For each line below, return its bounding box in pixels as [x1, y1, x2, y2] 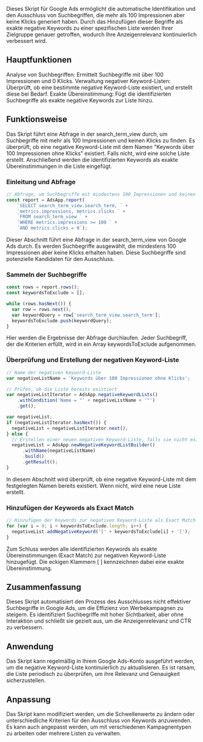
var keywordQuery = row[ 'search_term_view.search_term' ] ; [11, 312, 161, 318]
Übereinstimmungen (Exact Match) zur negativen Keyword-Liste [6, 551, 166, 559]
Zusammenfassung [6, 581, 82, 592]
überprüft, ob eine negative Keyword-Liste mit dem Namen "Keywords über [6, 143, 195, 150]
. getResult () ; [22, 459, 59, 465]
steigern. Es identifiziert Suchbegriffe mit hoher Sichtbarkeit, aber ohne [6, 611, 184, 618]
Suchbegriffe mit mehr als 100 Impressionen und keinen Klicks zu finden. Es [6, 136, 195, 144]
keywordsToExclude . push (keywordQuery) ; [11, 317, 112, 323]
